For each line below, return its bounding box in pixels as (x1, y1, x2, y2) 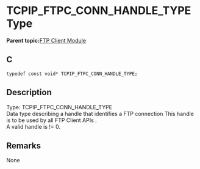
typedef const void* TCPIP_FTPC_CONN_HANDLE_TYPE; (6, 71, 138, 77)
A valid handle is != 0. (6, 123, 61, 130)
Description (6, 87, 52, 98)
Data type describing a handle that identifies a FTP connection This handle (6, 110, 194, 117)
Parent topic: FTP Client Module (6, 37, 87, 44)
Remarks (6, 140, 41, 151)
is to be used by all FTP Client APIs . (6, 117, 98, 124)
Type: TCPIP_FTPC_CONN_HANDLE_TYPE (6, 103, 113, 110)
